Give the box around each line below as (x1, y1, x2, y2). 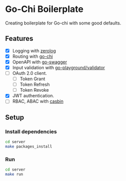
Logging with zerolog (12, 47, 56, 53)
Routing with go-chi (12, 53, 53, 59)
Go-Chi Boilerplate (5, 3, 84, 15)
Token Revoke (19, 87, 49, 93)
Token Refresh (19, 81, 50, 88)
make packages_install (5, 144, 52, 149)
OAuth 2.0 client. (12, 70, 47, 76)
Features (5, 34, 33, 43)
